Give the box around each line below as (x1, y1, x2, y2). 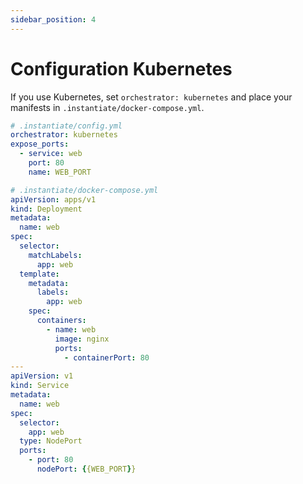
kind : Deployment (10, 204, 83, 214)
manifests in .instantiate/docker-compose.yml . (10, 101, 205, 113)
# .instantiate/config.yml (10, 121, 123, 131)
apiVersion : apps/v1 (10, 194, 97, 205)
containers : (36, 316, 87, 326)
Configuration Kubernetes (10, 57, 233, 80)
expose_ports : (10, 139, 70, 150)
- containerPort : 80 (63, 352, 150, 363)
